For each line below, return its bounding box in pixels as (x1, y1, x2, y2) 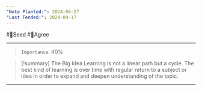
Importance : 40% (20, 48, 63, 55)
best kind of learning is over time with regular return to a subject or (20, 66, 187, 73)
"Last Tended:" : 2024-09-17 (6, 14, 77, 20)
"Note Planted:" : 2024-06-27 (6, 8, 79, 15)
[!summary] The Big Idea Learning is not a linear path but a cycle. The (20, 59, 194, 66)
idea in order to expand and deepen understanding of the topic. (20, 72, 179, 80)
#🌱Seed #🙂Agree (6, 31, 49, 38)
